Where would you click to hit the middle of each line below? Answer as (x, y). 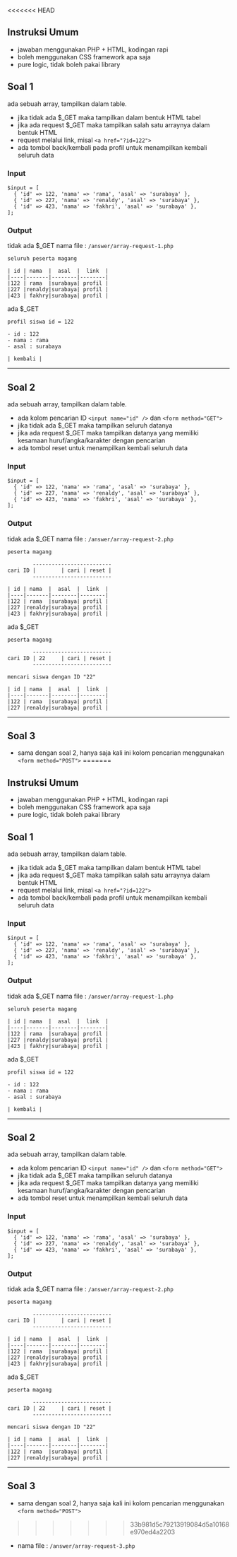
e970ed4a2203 (152, 1532)
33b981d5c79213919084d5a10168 (180, 1524)
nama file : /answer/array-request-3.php (76, 1545)
